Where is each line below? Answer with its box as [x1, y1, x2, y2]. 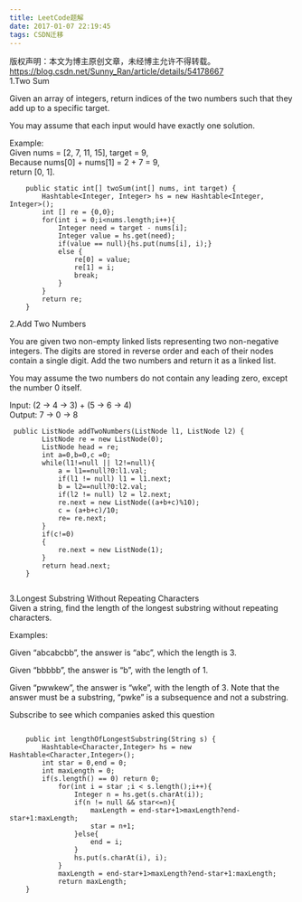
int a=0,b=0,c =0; [42, 451, 111, 460]
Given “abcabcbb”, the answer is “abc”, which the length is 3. [9, 647, 237, 658]
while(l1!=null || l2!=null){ [42, 458, 156, 468]
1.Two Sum [9, 76, 50, 87]
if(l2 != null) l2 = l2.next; [57, 490, 172, 500]
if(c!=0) [42, 530, 75, 539]
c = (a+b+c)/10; [57, 506, 119, 515]
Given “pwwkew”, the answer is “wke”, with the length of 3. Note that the [9, 682, 280, 693]
